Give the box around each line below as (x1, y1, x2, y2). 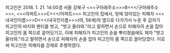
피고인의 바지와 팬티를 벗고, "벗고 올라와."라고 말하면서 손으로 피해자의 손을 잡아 (5, 23, 163, 29)
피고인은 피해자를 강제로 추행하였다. (10, 42, 81, 48)
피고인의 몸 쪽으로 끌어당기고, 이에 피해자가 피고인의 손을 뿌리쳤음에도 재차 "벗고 (5, 30, 164, 35)
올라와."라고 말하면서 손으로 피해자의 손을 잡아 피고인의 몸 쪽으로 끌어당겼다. (5, 36, 156, 42)
